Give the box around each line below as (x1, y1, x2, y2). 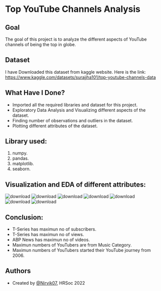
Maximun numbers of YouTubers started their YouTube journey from (12, 247, 151, 253)
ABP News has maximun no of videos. (12, 237, 90, 243)
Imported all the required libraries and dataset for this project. (12, 101, 138, 107)
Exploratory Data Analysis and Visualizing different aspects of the (12, 107, 146, 113)
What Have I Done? (5, 89, 65, 97)
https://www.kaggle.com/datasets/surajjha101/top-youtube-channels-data (5, 74, 156, 80)
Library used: (5, 137, 47, 145)
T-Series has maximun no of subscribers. (12, 226, 97, 232)
